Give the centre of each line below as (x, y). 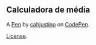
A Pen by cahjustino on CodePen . (48, 24)
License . (17, 36)
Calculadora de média (48, 10)
